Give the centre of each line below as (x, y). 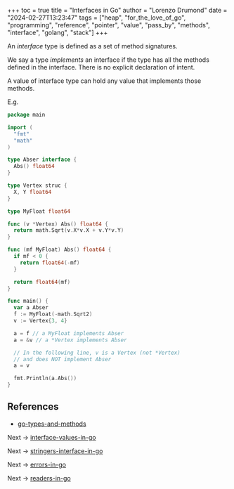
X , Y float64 (33, 192)
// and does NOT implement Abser (63, 359)
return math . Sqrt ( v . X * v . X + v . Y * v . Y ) (69, 230)
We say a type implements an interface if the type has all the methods (108, 60)
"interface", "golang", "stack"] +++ (58, 32)
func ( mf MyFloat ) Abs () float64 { (59, 250)
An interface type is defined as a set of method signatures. (92, 46)
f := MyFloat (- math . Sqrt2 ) (53, 314)
